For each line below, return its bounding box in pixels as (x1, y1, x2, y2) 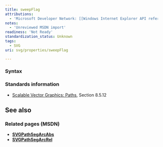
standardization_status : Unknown (5, 34, 73, 39)
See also (5, 106, 32, 114)
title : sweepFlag (5, 7, 40, 12)
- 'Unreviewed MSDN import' (9, 25, 66, 30)
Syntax (5, 68, 22, 75)
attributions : (5, 12, 34, 16)
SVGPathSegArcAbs (12, 131, 54, 137)
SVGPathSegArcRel (12, 137, 52, 143)
